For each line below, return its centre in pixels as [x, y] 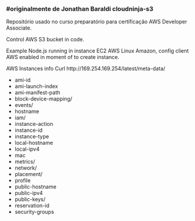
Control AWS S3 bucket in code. [45, 40]
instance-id [29, 130]
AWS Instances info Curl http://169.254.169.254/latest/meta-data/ [86, 69]
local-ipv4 [27, 149]
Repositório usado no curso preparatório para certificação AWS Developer [97, 22]
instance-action [34, 124]
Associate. [19, 28]
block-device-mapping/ [43, 99]
